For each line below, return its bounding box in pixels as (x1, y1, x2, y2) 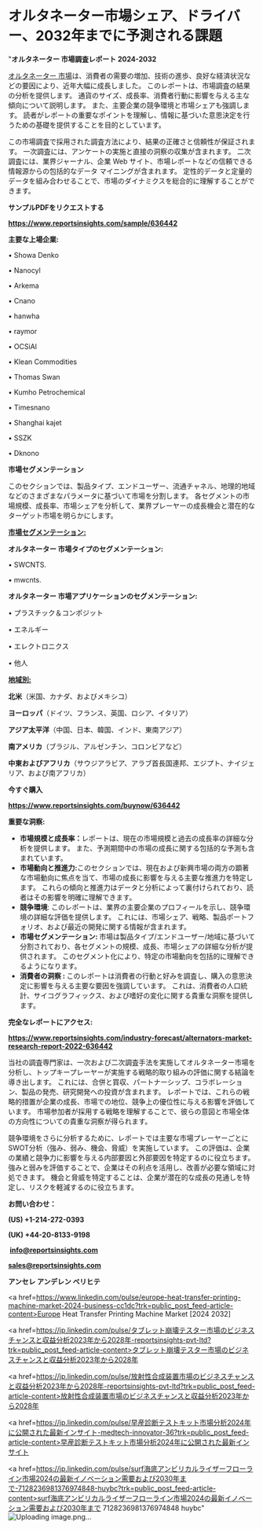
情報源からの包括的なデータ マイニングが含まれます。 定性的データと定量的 (8, 166, 253, 175)
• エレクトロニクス (8, 641, 69, 651)
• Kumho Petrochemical (8, 387, 86, 397)
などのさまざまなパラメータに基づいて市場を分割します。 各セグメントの (8, 491, 243, 500)
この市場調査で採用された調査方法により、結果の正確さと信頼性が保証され (8, 137, 249, 146)
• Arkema (8, 281, 39, 290)
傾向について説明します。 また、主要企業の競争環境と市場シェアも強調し (8, 100, 243, 110)
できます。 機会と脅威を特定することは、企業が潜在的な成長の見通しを (14, 1172, 243, 1182)
